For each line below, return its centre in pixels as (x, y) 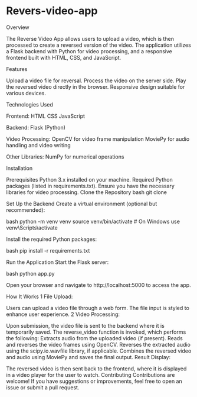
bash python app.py (30, 273)
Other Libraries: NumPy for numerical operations (65, 156)
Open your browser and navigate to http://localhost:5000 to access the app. (98, 285)
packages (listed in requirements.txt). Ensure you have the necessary (91, 186)
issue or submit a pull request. (43, 387)
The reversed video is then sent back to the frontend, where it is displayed (96, 369)
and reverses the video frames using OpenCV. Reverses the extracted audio (98, 344)
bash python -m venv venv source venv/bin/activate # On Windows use (93, 221)
